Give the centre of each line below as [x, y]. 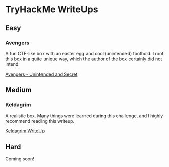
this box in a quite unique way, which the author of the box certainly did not [84, 59]
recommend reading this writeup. [40, 121]
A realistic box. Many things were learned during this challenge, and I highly [84, 116]
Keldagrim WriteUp [25, 131]
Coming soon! [20, 159]
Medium [18, 90]
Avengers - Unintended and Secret [41, 74]
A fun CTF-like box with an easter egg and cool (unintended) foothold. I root [85, 53]
